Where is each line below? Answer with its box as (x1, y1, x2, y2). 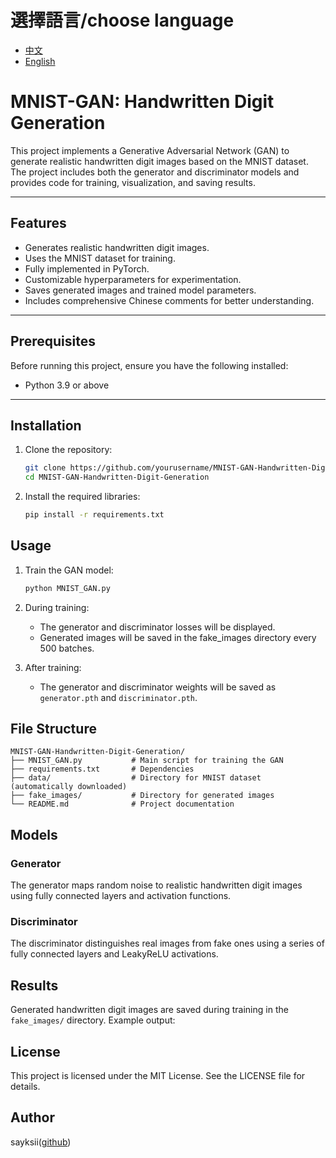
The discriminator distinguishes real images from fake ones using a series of (10, 937, 325, 950)
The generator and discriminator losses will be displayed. (39, 621, 276, 633)
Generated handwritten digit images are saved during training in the (10, 1004, 289, 1016)
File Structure (10, 721, 97, 738)
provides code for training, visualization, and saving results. (10, 176, 256, 188)
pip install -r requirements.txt (24, 510, 165, 520)
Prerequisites (10, 333, 96, 350)
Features (10, 215, 67, 232)
